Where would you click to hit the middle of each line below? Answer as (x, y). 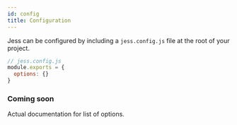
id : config (23, 14)
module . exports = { (36, 68)
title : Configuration (39, 20)
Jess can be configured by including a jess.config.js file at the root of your (118, 40)
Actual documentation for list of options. (66, 114)
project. (19, 48)
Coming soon (31, 98)
